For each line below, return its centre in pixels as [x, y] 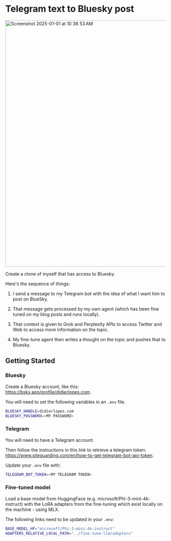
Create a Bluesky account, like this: [42, 386]
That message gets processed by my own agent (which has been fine [86, 309]
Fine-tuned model [28, 488]
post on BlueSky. [30, 299]
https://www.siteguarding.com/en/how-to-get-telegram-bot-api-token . [80, 455]
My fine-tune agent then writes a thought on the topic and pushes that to [89, 339]
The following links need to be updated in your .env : [60, 519]
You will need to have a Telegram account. [50, 440]
